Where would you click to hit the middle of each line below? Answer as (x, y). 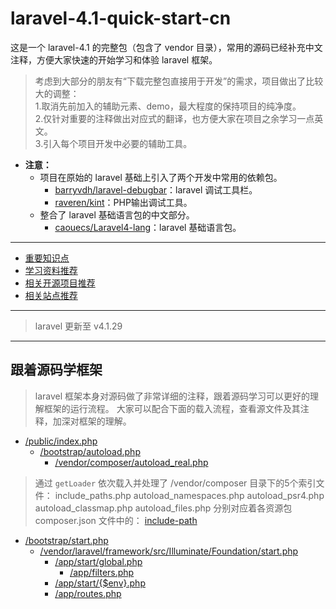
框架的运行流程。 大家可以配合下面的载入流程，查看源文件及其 (172, 408)
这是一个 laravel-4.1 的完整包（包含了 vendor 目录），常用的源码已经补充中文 (166, 47)
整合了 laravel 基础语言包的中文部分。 (117, 214)
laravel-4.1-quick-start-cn (121, 18)
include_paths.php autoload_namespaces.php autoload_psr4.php (189, 495)
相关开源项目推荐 (60, 283)
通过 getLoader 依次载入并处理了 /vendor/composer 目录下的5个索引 (175, 483)
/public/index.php (61, 441)
